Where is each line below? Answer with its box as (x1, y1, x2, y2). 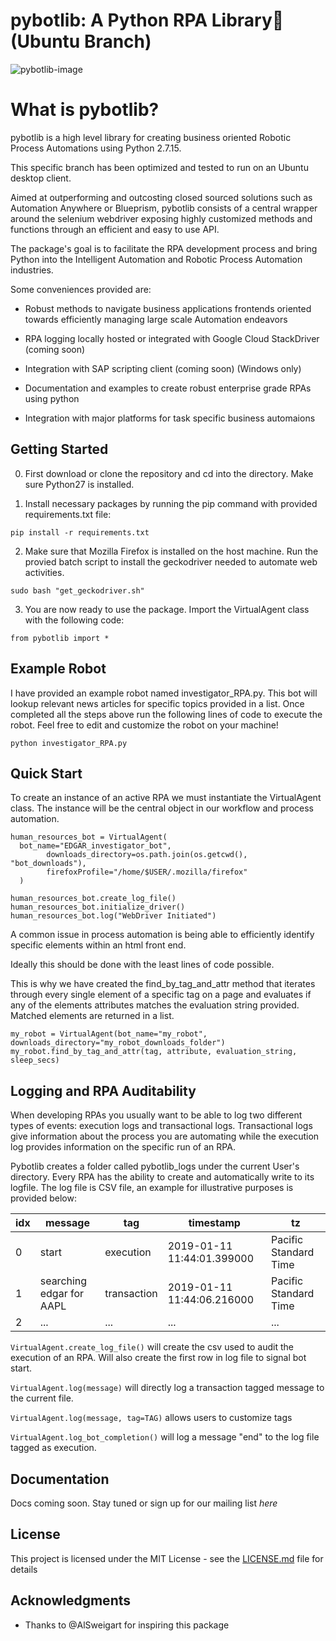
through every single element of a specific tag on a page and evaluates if (10, 989, 312, 1001)
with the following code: (24, 614, 125, 626)
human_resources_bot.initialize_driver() (10, 902, 186, 913)
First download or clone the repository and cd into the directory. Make (24, 467, 314, 479)
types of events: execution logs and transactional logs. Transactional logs (10, 1120, 313, 1132)
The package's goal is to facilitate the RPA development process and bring (10, 242, 318, 254)
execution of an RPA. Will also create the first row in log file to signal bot (10, 1352, 307, 1364)
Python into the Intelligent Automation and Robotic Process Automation (10, 253, 303, 265)
